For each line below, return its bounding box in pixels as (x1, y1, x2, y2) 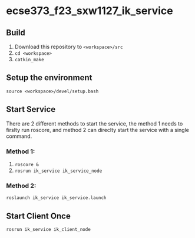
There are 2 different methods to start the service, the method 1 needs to (6, 120, 183, 127)
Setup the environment (6, 72, 92, 83)
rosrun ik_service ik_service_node (14, 168, 103, 174)
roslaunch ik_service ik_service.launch (6, 195, 107, 201)
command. (6, 133, 32, 140)
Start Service (6, 104, 56, 114)
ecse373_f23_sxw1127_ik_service (6, 4, 174, 18)
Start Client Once (6, 211, 71, 221)
